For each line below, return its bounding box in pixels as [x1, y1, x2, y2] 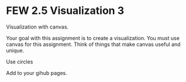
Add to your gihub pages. [6, 69, 67, 76]
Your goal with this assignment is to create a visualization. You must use [6, 34, 180, 41]
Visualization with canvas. [6, 23, 69, 30]
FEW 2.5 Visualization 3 [6, 4, 125, 17]
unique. [6, 47, 25, 54]
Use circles [6, 58, 33, 65]
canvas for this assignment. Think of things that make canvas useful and [6, 41, 181, 48]
